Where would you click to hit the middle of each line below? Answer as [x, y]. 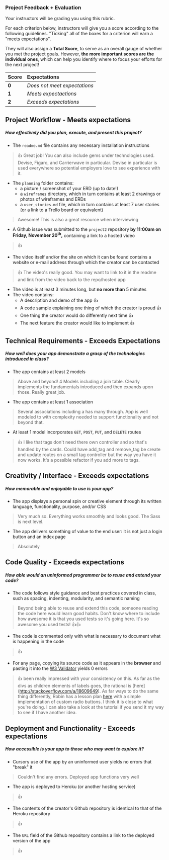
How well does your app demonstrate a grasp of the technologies [75, 354]
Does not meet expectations [60, 85]
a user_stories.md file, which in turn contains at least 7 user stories [90, 204]
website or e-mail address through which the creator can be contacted [86, 263]
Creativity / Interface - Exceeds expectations [77, 476]
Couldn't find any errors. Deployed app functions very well [78, 777]
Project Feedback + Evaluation [43, 8]
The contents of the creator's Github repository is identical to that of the [87, 808]
